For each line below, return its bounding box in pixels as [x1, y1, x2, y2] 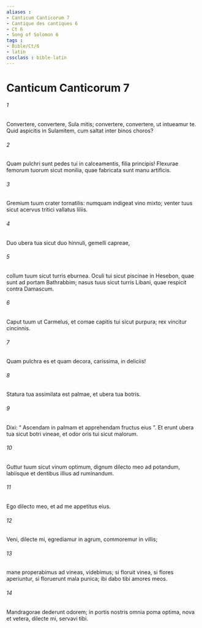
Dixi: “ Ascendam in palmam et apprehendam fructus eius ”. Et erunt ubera [6, 423, 194, 431]
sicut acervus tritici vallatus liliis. [6, 206, 88, 213]
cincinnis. [6, 325, 31, 332]
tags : [6, 37, 23, 44]
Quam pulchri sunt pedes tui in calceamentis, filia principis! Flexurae [6, 160, 179, 167]
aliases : [6, 9, 32, 15]
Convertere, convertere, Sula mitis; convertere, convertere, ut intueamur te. [6, 121, 196, 128]
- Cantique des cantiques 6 [6, 20, 78, 26]
